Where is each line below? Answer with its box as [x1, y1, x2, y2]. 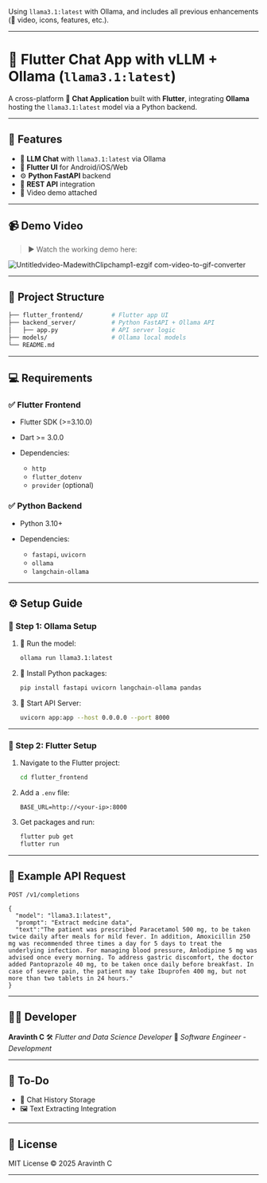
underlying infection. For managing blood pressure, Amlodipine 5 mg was [8, 947, 258, 955]
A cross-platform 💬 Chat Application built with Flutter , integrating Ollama [8, 93, 250, 103]
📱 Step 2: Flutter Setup [8, 740, 97, 751]
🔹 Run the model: [19, 638, 77, 648]
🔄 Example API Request [8, 869, 126, 883]
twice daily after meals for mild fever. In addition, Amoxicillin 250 [8, 932, 250, 940]
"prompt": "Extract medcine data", [15, 919, 133, 927]
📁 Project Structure [8, 290, 105, 303]
